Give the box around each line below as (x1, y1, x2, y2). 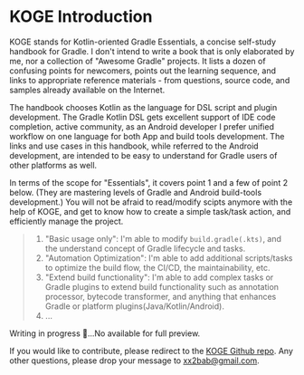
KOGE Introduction (9, 6, 153, 27)
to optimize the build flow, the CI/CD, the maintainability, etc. (44, 262, 271, 273)
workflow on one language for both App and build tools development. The (9, 130, 285, 141)
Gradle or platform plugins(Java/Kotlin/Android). (44, 301, 224, 312)
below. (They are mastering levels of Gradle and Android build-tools (9, 187, 262, 197)
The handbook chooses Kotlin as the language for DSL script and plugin (9, 101, 278, 112)
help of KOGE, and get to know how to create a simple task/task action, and (9, 206, 291, 216)
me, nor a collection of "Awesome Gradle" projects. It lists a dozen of (9, 55, 266, 66)
